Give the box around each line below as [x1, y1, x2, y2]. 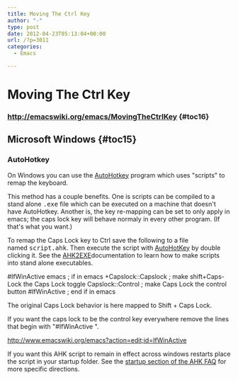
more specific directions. [7, 364, 80, 373]
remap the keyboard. [7, 178, 69, 187]
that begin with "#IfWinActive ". [7, 322, 99, 330]
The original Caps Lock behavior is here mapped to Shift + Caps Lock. [7, 301, 212, 309]
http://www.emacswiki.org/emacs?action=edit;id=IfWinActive [7, 335, 187, 344]
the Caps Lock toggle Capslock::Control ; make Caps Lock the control [23, 280, 227, 288]
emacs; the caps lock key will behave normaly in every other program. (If [7, 214, 220, 223]
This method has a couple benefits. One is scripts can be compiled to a [7, 192, 215, 200]
